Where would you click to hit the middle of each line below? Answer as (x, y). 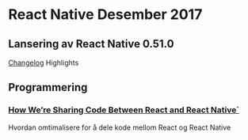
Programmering (48, 87)
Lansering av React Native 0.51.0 (91, 44)
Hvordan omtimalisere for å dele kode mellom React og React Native (120, 127)
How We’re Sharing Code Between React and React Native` (124, 110)
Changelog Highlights (44, 62)
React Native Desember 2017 (105, 15)
